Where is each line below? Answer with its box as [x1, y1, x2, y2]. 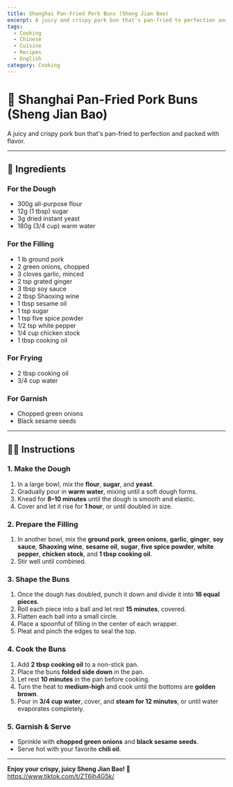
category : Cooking [7, 62, 60, 69]
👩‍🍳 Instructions [7, 443, 76, 455]
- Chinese [13, 36, 42, 43]
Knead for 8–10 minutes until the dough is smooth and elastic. [17, 494, 196, 503]
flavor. [7, 137, 26, 145]
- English [13, 55, 42, 62]
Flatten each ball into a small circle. [17, 612, 118, 621]
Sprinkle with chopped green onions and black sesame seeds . [17, 738, 199, 746]
